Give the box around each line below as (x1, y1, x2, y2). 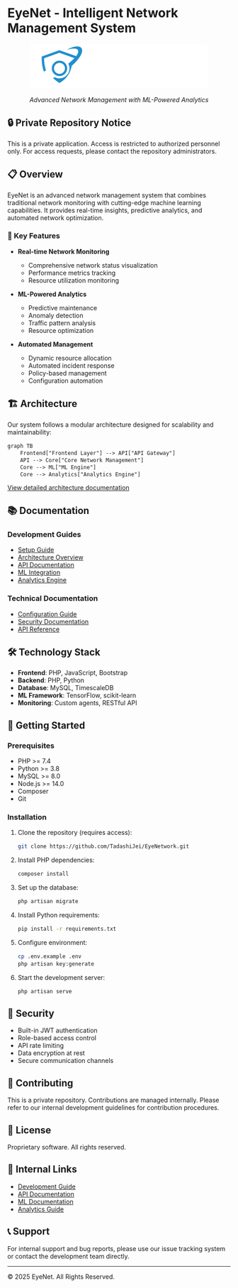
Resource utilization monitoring (28, 275, 119, 285)
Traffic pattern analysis (28, 318, 96, 327)
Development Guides (7, 529, 81, 539)
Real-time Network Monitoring (17, 247, 110, 256)
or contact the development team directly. (7, 1252, 130, 1260)
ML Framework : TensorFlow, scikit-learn (17, 691, 137, 700)
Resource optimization (28, 326, 94, 334)
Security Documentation (17, 617, 89, 626)
